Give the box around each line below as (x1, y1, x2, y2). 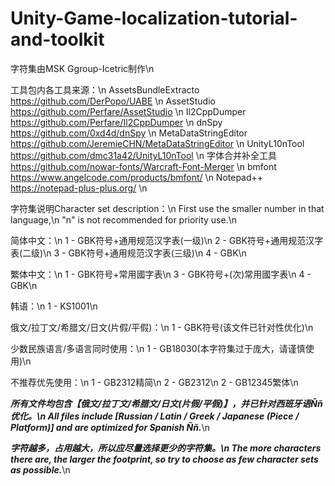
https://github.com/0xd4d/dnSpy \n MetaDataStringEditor (10, 127, 248, 139)
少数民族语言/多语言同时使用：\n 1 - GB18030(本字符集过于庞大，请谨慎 (10, 342, 306, 354)
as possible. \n (10, 463, 71, 476)
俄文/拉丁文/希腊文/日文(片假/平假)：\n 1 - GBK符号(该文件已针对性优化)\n (10, 321, 314, 333)
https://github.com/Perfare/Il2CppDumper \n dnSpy (10, 116, 223, 128)
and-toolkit (10, 28, 105, 51)
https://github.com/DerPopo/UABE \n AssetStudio (10, 95, 216, 107)
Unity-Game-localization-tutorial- (10, 7, 298, 30)
